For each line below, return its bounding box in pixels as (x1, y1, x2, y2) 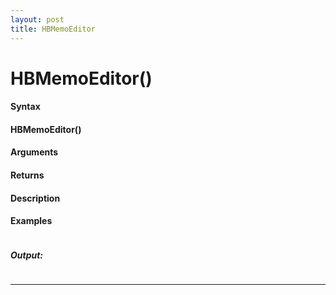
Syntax (10, 101, 41, 113)
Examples (10, 215, 53, 227)
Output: (10, 249, 44, 261)
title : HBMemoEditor (10, 24, 97, 34)
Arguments (10, 146, 59, 158)
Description (10, 192, 61, 204)
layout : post (10, 14, 65, 25)
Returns (10, 169, 45, 181)
